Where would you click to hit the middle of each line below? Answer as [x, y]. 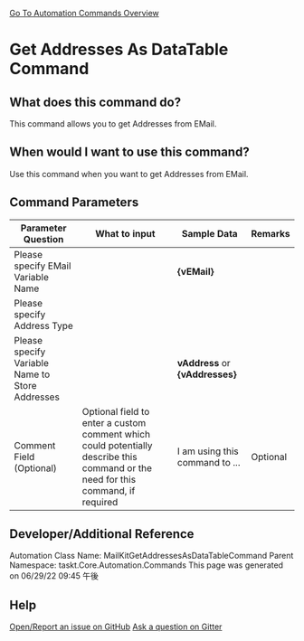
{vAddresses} [207, 374]
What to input [125, 233]
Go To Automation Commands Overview [85, 13]
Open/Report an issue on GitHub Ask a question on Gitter [116, 627]
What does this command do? [95, 102]
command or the [117, 467]
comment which [116, 434]
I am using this [208, 451]
